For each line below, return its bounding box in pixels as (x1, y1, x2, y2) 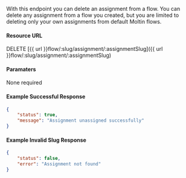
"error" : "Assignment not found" (17, 161, 101, 167)
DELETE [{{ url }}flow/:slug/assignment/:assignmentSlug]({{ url (6, 45, 163, 53)
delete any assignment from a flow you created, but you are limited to (6, 12, 179, 19)
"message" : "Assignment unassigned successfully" (17, 117, 145, 124)
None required (6, 79, 42, 87)
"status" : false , (17, 156, 61, 162)
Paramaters (6, 65, 36, 73)
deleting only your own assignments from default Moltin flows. (6, 18, 162, 25)
